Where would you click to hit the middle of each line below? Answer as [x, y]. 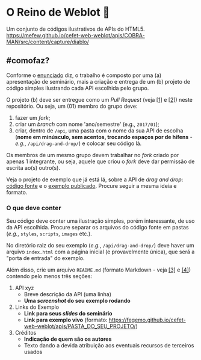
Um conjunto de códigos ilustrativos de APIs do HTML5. [76, 29]
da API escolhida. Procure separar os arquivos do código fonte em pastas [97, 228]
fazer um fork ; [32, 117]
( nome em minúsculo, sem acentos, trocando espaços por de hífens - [104, 137]
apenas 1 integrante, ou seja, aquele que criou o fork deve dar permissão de [100, 161]
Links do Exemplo [37, 307]
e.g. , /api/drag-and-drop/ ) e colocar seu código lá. [78, 143]
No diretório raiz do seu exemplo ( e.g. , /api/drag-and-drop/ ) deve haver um [100, 246]
